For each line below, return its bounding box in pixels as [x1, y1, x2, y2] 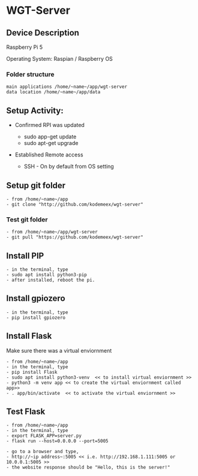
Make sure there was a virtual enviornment [6, 347, 112, 354]
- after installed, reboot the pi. [6, 277, 95, 283]
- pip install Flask [6, 369, 58, 375]
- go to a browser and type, [6, 449, 79, 455]
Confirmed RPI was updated [14, 122, 85, 129]
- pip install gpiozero [6, 314, 66, 321]
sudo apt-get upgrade [23, 140, 79, 147]
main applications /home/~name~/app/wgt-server [6, 84, 128, 90]
